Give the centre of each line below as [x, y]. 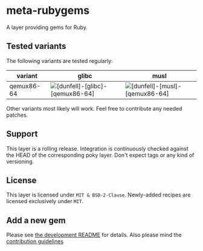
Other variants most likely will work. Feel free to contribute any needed [94, 108]
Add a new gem [36, 220]
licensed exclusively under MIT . [45, 201]
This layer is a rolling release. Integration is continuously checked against [97, 148]
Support [22, 134]
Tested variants [36, 46]
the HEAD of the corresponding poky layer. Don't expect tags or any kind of [100, 155]
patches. [17, 115]
